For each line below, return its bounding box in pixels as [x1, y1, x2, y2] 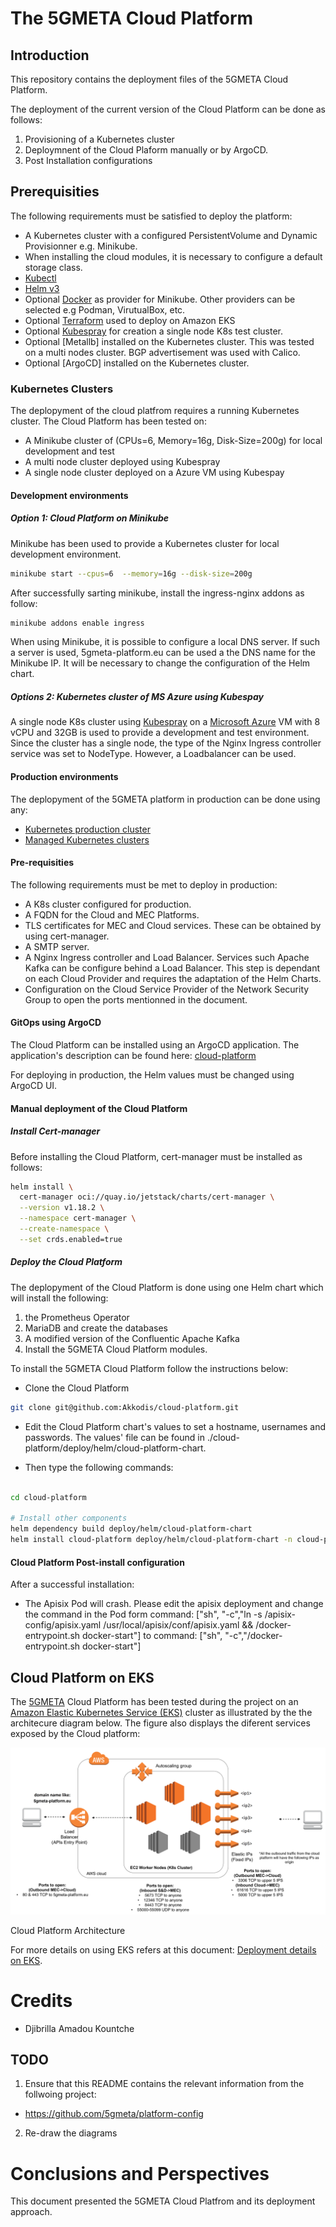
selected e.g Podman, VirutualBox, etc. [24, 303, 186, 316]
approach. [10, 2206, 53, 2218]
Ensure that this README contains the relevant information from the [24, 2078, 305, 2090]
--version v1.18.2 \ [19, 1203, 105, 1213]
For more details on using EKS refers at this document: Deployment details [10, 1943, 317, 1956]
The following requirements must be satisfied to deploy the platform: [10, 210, 293, 222]
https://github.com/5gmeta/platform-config [24, 2108, 204, 2120]
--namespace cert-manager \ [19, 1213, 137, 1224]
